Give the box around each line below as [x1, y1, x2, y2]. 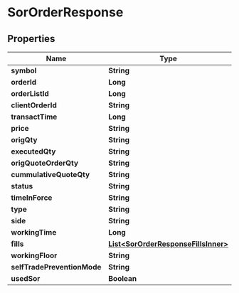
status [11, 181, 33, 191]
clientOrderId [11, 100, 57, 110]
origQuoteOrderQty [11, 158, 79, 168]
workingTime [11, 228, 57, 237]
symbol [11, 65, 37, 75]
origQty [11, 135, 38, 144]
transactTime [11, 112, 58, 122]
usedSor [11, 274, 41, 283]
